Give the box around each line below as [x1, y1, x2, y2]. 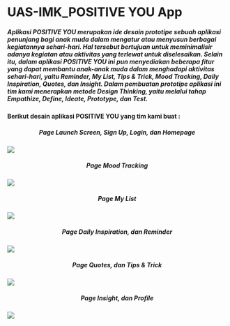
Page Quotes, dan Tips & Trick [72, 260, 162, 269]
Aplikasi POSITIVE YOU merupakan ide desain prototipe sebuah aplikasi [7, 27, 222, 36]
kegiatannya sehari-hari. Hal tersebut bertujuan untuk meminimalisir [7, 43, 213, 51]
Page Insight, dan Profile [80, 294, 154, 302]
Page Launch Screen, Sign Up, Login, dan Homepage [38, 128, 196, 136]
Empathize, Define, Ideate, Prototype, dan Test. [7, 94, 148, 103]
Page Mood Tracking [86, 161, 148, 170]
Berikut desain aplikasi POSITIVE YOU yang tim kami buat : [7, 112, 181, 121]
